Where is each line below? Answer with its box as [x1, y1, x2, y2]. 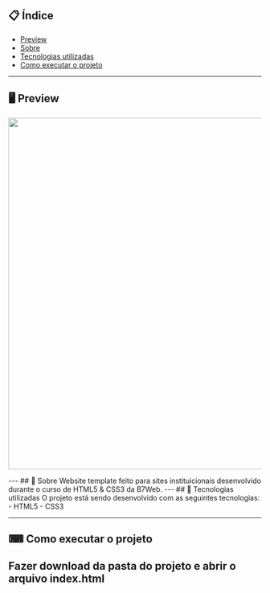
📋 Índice [8, 9, 54, 22]
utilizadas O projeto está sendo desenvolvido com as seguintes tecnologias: [8, 493, 260, 502]
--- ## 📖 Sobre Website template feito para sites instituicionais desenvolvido [8, 476, 261, 485]
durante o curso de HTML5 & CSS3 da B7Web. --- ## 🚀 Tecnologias [8, 484, 235, 494]
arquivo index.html [8, 572, 105, 586]
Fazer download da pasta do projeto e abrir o [8, 559, 236, 573]
